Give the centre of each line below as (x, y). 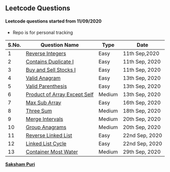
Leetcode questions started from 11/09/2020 (54, 21)
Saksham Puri (20, 164)
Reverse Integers (46, 53)
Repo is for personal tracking (43, 32)
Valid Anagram (43, 78)
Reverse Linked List (49, 135)
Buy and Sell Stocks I (51, 70)
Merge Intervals (45, 119)
